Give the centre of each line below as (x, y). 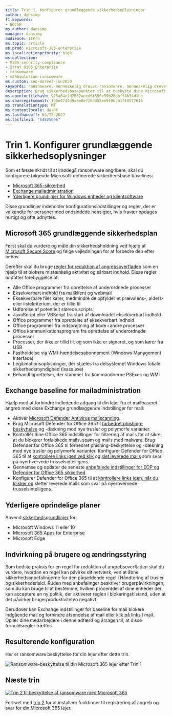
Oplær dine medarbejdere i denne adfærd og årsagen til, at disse (74, 620)
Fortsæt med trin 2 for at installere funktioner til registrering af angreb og (82, 702)
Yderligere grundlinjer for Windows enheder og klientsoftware (78, 196)
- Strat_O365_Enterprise (32, 67)
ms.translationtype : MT (31, 106)
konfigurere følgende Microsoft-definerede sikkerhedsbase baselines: (79, 175)
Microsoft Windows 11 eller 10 (44, 527)
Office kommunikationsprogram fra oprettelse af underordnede (79, 331)
